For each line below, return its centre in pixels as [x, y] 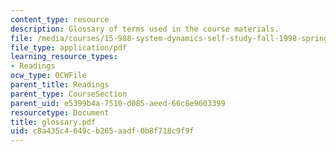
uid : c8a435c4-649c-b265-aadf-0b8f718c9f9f [102, 131]
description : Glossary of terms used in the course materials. [145, 29]
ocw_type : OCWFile [48, 76]
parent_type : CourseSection [69, 94]
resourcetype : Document [60, 112]
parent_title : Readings [60, 85]
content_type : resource [60, 19]
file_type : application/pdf [69, 47]
